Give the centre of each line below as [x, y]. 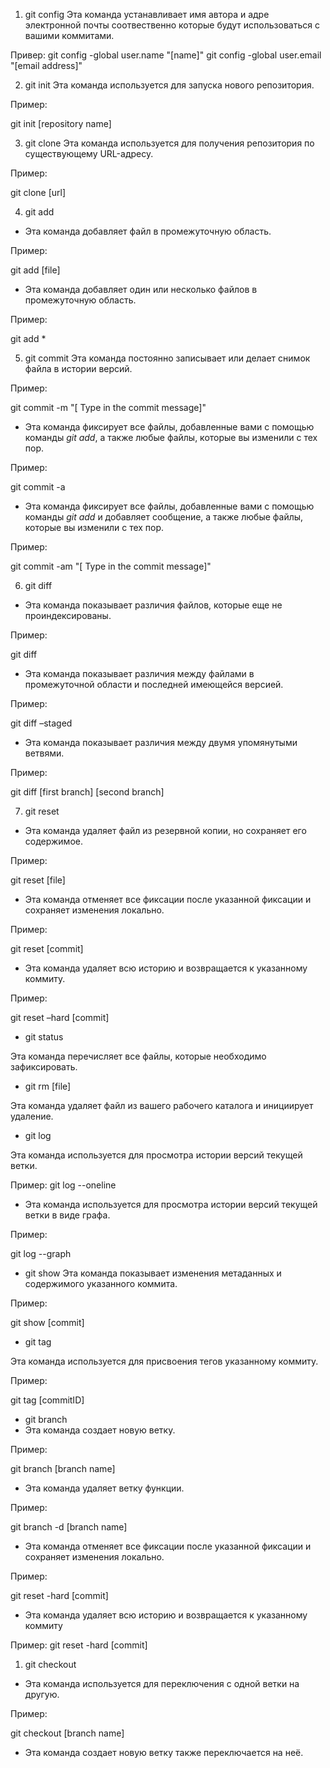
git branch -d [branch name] [69, 1527]
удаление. [32, 1116]
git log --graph [41, 1253]
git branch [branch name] [63, 1468]
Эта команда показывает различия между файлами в [139, 673]
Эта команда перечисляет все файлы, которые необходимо [138, 1056]
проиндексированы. [68, 615]
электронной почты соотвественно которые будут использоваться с [172, 25]
